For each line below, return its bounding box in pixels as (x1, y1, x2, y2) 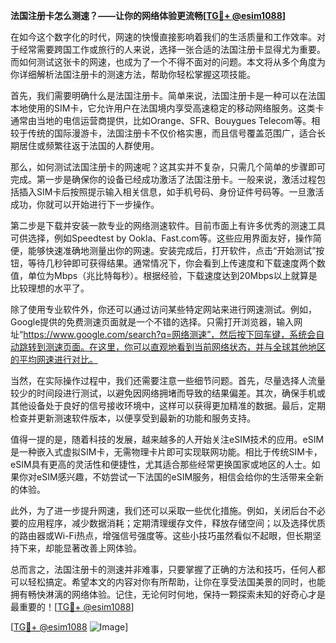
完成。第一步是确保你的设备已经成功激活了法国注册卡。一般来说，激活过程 (10, 174, 317, 185)
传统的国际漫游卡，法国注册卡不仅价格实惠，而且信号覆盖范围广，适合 (27, 127, 317, 139)
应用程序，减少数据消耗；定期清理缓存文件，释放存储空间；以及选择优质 (27, 517, 326, 529)
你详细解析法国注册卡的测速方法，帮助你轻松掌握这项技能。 (10, 69, 256, 80)
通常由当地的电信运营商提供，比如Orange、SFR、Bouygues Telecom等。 (10, 115, 312, 126)
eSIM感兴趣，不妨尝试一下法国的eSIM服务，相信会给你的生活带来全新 (36, 471, 325, 483)
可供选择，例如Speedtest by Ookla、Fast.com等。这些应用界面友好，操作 (10, 232, 313, 244)
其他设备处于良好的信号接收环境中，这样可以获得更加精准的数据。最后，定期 (10, 400, 326, 411)
